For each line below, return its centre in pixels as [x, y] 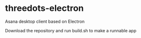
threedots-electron [44, 8]
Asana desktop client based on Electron [45, 21]
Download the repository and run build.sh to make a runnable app [71, 30]
